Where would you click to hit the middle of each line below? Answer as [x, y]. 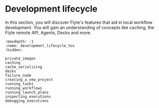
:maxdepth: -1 [19, 41]
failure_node [18, 75]
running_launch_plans [27, 92]
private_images [20, 58]
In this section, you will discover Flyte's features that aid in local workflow [79, 22]
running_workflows [24, 88]
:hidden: [14, 50]
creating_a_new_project [29, 79]
